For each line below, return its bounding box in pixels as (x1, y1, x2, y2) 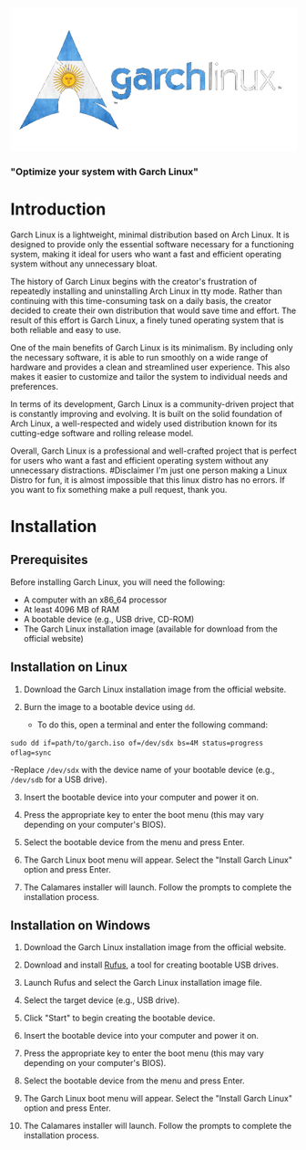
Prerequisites (10, 552, 88, 568)
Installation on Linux (10, 660, 128, 675)
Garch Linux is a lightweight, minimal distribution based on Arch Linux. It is (10, 229, 290, 240)
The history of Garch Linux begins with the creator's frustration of (10, 276, 258, 287)
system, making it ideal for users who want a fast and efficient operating (10, 248, 281, 259)
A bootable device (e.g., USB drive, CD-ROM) (23, 613, 195, 624)
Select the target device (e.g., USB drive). (23, 995, 180, 1006)
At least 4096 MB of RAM (23, 603, 119, 614)
